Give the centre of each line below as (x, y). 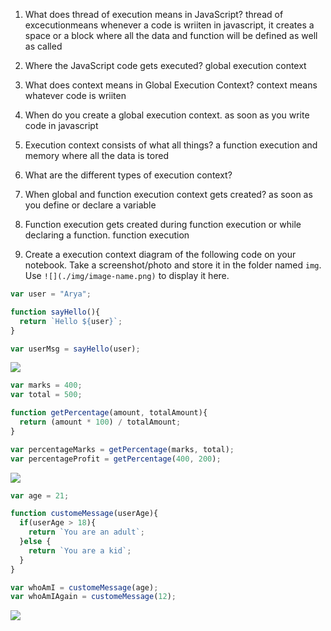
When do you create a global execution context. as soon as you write (167, 115)
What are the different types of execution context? (128, 175)
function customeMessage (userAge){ (84, 514)
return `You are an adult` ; (86, 532)
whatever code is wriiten (75, 95)
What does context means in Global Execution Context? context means (171, 85)
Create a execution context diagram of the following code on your (160, 254)
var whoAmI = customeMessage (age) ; (84, 587)
